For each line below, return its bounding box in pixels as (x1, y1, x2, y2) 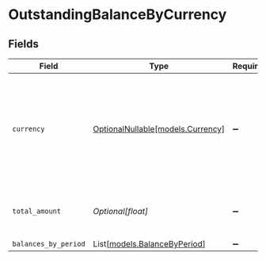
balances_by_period (12, 239, 85, 248)
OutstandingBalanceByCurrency (8, 6, 227, 24)
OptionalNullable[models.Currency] (93, 124, 226, 134)
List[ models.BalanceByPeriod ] (93, 239, 206, 249)
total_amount (12, 207, 62, 216)
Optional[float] (93, 206, 149, 216)
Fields (8, 37, 40, 51)
